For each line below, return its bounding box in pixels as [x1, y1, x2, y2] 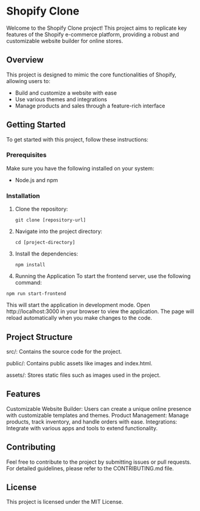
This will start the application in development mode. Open [6, 302, 150, 309]
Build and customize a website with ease [15, 89, 117, 96]
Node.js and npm [15, 176, 58, 183]
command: [15, 279, 42, 286]
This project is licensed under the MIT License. [6, 498, 124, 506]
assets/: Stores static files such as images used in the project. [6, 371, 161, 379]
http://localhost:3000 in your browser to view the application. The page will [6, 308, 195, 315]
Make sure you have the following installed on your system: [6, 164, 155, 172]
